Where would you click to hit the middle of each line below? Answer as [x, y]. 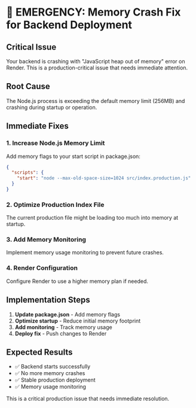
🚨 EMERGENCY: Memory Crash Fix [94, 12]
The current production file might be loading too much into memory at [92, 218]
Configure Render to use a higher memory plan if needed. [77, 281]
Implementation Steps [48, 300]
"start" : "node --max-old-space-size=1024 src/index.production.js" [104, 178]
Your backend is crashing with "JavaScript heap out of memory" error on [96, 61]
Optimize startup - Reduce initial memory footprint [78, 321]
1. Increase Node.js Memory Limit [56, 143]
